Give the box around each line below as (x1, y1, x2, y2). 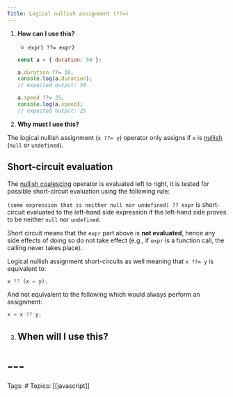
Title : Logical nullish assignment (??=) (7, 10, 129, 17)
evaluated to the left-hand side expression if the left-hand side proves (26, 208, 227, 216)
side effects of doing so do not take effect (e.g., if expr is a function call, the (7, 236, 225, 244)
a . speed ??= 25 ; (17, 95, 65, 102)
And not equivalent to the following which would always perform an (7, 290, 200, 299)
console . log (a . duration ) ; (17, 75, 93, 82)
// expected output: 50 (17, 81, 87, 89)
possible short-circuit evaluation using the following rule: (7, 187, 170, 195)
